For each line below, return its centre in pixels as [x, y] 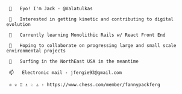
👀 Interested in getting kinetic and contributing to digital [91, 19]
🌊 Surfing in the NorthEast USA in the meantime [74, 61]
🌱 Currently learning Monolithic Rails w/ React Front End [87, 35]
